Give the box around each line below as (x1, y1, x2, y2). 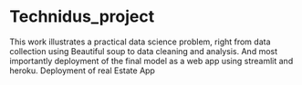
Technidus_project (9, 6, 155, 27)
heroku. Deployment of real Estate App (9, 65, 155, 76)
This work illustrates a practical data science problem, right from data (9, 36, 271, 47)
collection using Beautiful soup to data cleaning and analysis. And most (9, 45, 278, 56)
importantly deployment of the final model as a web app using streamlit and (9, 55, 294, 66)
